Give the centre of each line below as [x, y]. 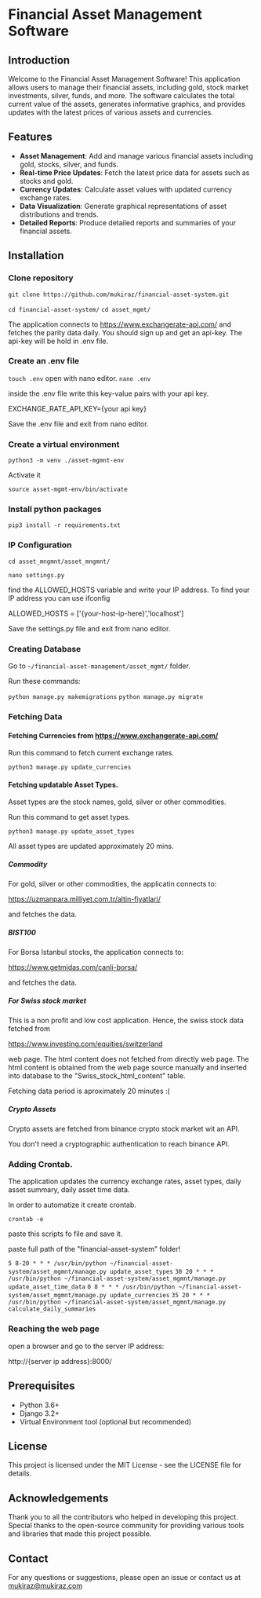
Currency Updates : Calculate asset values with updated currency [126, 189]
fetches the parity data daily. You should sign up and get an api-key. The [125, 332]
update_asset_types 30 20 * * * [161, 1272]
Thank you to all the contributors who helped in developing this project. [123, 1517]
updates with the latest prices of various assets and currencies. [111, 112]
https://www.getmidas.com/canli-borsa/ [73, 967]
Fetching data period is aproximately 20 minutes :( [89, 1091]
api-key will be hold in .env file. [58, 341]
